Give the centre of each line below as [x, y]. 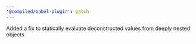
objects [15, 34]
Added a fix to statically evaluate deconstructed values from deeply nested [98, 28]
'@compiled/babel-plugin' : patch [48, 11]
